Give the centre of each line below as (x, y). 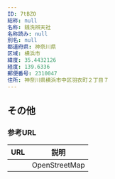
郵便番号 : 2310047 (33, 73)
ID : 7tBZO (22, 14)
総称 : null (22, 21)
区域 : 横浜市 (24, 54)
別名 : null (22, 40)
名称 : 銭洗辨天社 (29, 27)
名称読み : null (28, 34)
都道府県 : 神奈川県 (32, 47)
